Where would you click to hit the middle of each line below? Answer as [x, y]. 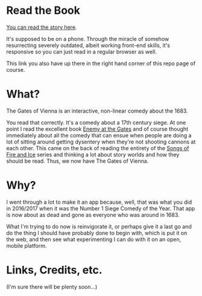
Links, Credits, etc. [54, 270]
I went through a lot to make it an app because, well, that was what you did [99, 202]
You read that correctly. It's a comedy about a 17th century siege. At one [96, 122]
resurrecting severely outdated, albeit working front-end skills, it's [88, 45]
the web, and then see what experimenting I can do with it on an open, [94, 239]
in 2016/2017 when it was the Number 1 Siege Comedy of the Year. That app [101, 208]
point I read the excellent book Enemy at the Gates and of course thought [97, 129]
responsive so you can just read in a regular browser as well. [81, 51]
